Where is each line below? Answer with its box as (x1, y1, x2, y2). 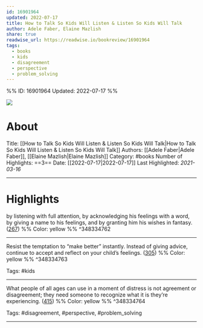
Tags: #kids (6, 267, 35, 275)
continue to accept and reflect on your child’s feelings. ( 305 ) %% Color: (6, 249, 185, 257)
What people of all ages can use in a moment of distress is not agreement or (6, 285, 196, 292)
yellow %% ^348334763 (6, 255, 68, 263)
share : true (6, 31, 36, 38)
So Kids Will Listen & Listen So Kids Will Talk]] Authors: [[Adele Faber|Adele (6, 146, 195, 154)
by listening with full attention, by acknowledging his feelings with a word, (6, 212, 190, 220)
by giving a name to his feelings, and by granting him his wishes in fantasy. (6, 219, 193, 226)
